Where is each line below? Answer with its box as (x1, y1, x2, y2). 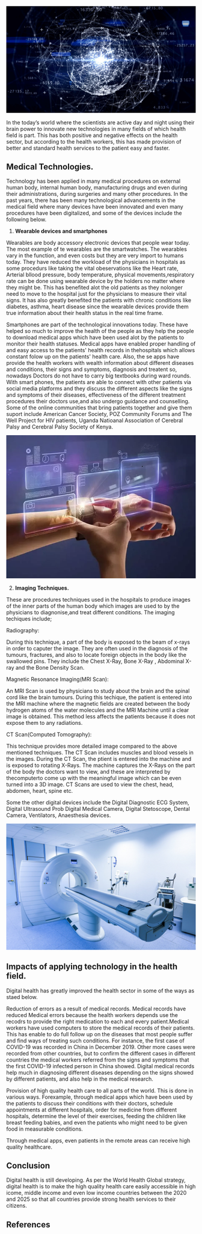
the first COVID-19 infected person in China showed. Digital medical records (6, 1062, 195, 1069)
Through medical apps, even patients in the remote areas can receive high (6, 1137, 191, 1144)
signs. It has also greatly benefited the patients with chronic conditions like (6, 297, 191, 304)
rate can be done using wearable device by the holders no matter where (6, 278, 185, 285)
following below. (6, 216, 47, 223)
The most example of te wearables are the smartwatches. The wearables (6, 246, 188, 253)
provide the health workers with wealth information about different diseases (6, 359, 194, 367)
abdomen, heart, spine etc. (6, 787, 73, 795)
